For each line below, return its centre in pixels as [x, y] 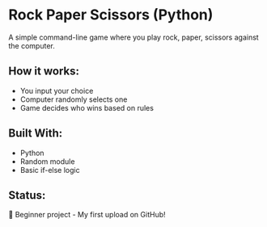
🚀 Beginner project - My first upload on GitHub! [87, 215]
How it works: [44, 71]
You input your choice [57, 90]
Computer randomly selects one [74, 99]
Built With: [36, 134]
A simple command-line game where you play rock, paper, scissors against [133, 37]
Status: [27, 195]
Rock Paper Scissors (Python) [111, 15]
